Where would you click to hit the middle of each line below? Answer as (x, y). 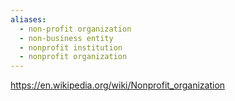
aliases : (28, 19)
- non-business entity (66, 38)
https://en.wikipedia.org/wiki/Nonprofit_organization (118, 85)
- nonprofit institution (71, 47)
